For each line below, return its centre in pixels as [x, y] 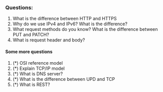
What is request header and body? [49, 40]
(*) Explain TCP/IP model [39, 68]
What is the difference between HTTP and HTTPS [64, 19]
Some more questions [29, 52]
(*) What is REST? [31, 84]
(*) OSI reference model [38, 63]
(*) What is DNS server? [38, 74]
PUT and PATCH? [31, 35]
